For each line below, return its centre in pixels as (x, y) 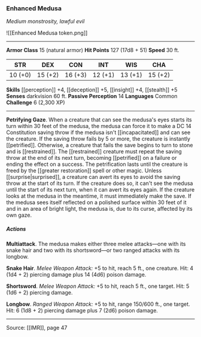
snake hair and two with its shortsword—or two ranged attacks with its (93, 250)
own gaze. (19, 215)
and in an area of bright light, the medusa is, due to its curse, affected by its (99, 209)
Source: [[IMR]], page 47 (37, 328)
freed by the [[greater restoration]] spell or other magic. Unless (84, 171)
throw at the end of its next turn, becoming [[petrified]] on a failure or (92, 158)
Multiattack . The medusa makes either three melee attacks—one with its (96, 244)
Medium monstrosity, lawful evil (45, 22)
